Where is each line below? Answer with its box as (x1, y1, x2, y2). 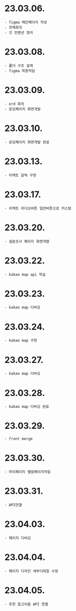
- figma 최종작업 (4, 68, 36, 73)
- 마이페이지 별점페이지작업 (4, 470, 51, 475)
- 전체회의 (4, 25, 23, 30)
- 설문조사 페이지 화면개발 (4, 239, 50, 244)
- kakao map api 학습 (4, 272, 46, 277)
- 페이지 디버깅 (4, 536, 31, 541)
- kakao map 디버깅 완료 (4, 404, 49, 409)
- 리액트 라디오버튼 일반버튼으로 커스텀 (4, 206, 72, 211)
